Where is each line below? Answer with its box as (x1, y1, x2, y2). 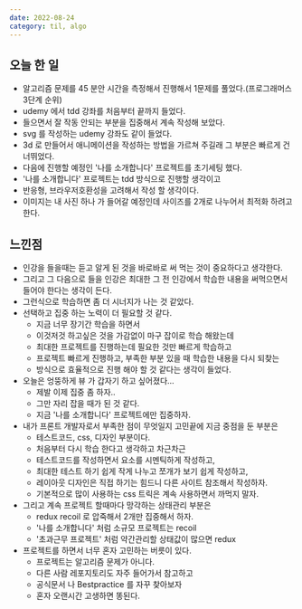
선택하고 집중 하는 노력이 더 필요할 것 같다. (22, 308, 173, 319)
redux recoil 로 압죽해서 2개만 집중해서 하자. (35, 511, 194, 522)
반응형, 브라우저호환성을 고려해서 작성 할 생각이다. (22, 185, 199, 195)
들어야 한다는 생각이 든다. (22, 285, 113, 296)
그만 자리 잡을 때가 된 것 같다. (35, 398, 140, 409)
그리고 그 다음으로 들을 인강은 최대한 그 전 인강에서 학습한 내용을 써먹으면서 (22, 273, 288, 285)
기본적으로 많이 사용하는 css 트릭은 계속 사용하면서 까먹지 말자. (35, 489, 260, 500)
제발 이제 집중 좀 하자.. (35, 386, 116, 398)
